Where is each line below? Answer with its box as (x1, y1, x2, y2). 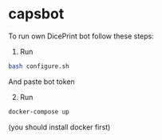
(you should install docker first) (8, 122, 111, 132)
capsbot (8, 5, 65, 23)
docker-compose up (8, 107, 69, 116)
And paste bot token (8, 77, 76, 86)
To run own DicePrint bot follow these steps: (8, 31, 154, 41)
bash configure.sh (8, 62, 69, 70)
